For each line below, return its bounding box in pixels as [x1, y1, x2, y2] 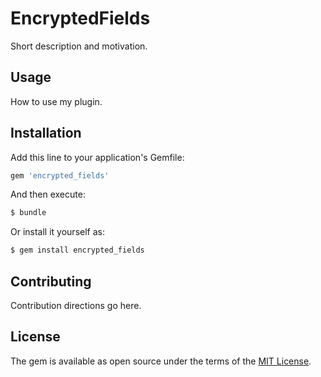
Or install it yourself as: [10, 226, 105, 238]
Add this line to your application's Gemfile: [10, 151, 185, 163]
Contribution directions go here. [10, 300, 142, 311]
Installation [10, 125, 82, 142]
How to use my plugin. [10, 95, 103, 107]
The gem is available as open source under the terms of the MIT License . [10, 355, 312, 367]
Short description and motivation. [10, 40, 148, 52]
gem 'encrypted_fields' [10, 170, 110, 181]
